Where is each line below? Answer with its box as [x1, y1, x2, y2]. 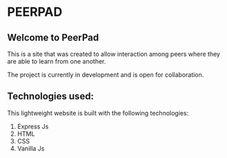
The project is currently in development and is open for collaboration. [7, 70, 204, 79]
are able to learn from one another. [7, 57, 106, 66]
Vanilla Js [17, 144, 45, 152]
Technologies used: [7, 90, 95, 102]
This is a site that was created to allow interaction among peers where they [7, 50, 221, 58]
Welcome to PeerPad [7, 32, 99, 43]
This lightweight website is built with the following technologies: [7, 108, 189, 117]
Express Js [17, 122, 49, 130]
